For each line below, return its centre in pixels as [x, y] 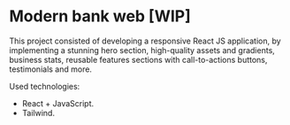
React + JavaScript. [58, 103]
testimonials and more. [51, 69]
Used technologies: [45, 86]
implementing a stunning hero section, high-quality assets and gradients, [142, 50]
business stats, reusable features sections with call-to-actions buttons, [138, 59]
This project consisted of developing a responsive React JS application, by [145, 41]
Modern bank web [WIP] [100, 16]
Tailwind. [38, 113]
